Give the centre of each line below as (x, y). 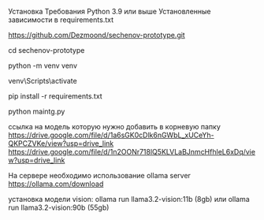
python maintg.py (37, 111)
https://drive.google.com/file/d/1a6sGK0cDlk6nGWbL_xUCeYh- (111, 135)
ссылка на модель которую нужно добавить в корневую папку (114, 127)
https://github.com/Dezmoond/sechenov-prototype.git (97, 35)
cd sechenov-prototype (46, 50)
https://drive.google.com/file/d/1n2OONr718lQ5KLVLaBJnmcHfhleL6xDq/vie (132, 152)
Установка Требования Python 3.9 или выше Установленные (110, 11)
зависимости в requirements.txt (61, 20)
